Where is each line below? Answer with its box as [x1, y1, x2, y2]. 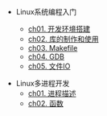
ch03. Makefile [27, 43, 78, 52]
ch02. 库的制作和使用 [27, 35, 99, 43]
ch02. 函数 [27, 99, 64, 108]
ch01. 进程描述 [27, 89, 76, 98]
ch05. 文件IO [27, 61, 71, 71]
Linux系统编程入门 [15, 7, 77, 16]
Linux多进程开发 [15, 79, 70, 88]
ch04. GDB [27, 52, 64, 61]
